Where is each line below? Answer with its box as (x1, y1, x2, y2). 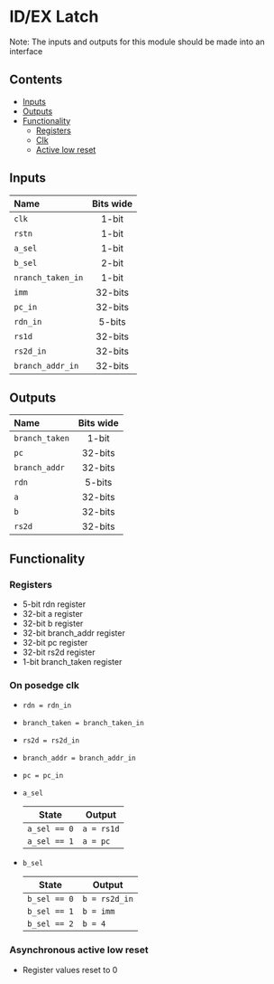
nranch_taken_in (14, 272, 84, 282)
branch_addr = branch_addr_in (22, 753, 137, 763)
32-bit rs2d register (22, 647, 96, 658)
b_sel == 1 (26, 906, 74, 917)
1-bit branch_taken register (22, 657, 123, 667)
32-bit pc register (22, 638, 88, 648)
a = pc (82, 837, 111, 847)
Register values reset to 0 (22, 964, 118, 975)
